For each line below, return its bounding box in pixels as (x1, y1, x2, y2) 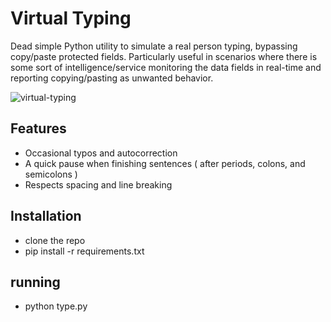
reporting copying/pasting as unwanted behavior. (10, 72, 214, 84)
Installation (10, 208, 82, 225)
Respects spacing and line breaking (24, 178, 173, 191)
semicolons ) (24, 168, 78, 180)
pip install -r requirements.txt (24, 245, 145, 257)
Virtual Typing (10, 7, 132, 30)
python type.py (24, 300, 88, 312)
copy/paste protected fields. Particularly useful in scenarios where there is (10, 50, 318, 62)
